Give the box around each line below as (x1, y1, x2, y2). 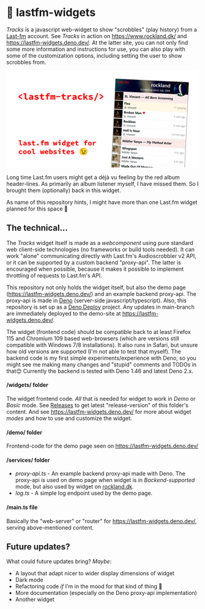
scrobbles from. (6, 58, 47, 66)
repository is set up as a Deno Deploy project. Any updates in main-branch (6, 303, 195, 311)
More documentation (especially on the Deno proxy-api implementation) (15, 589, 198, 597)
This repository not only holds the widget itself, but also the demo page (6, 284, 186, 291)
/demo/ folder (6, 429, 43, 436)
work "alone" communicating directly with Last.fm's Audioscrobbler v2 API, (6, 252, 197, 260)
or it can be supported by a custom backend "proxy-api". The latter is (6, 258, 182, 266)
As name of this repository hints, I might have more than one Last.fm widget (6, 198, 198, 206)
